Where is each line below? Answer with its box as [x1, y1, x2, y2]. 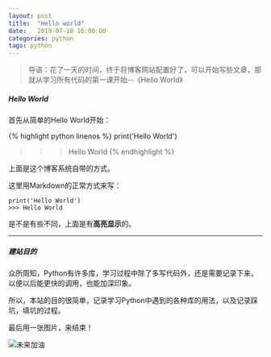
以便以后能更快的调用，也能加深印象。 [8, 279, 135, 289]
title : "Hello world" [8, 19, 85, 27]
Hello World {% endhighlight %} [68, 147, 175, 157]
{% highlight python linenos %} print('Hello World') [8, 131, 177, 141]
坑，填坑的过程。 [8, 305, 65, 315]
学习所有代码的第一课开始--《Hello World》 [42, 75, 183, 85]
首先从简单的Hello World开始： [8, 115, 111, 125]
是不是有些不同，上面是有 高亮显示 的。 [8, 219, 135, 229]
